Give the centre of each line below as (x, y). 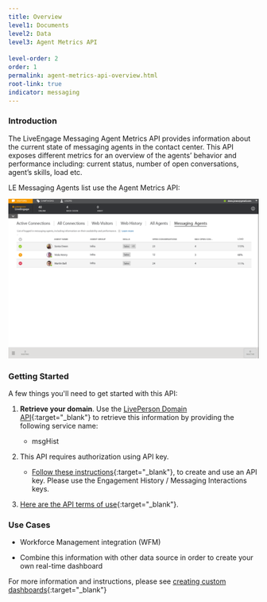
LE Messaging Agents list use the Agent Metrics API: (94, 188)
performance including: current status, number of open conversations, (124, 164)
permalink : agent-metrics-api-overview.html (83, 76)
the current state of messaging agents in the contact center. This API (121, 146)
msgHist (45, 441)
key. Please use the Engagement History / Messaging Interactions (139, 480)
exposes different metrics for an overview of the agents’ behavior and (122, 155)
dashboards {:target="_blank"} (58, 590)
